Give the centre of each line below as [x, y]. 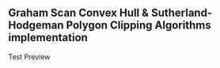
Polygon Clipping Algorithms [138, 26]
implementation [48, 38]
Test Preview [29, 57]
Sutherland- [182, 13]
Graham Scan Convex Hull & [78, 13]
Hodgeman [36, 26]
